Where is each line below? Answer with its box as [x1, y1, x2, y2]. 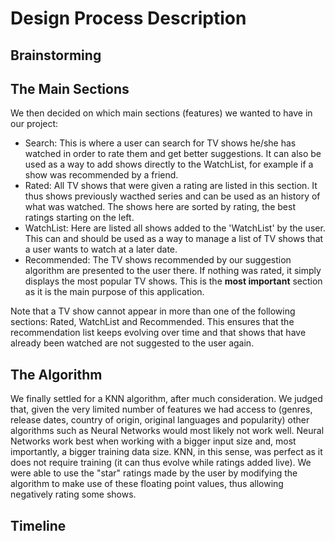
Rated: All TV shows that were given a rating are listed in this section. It [24, 180, 318, 192]
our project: [10, 118, 59, 130]
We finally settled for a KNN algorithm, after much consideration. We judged [10, 393, 323, 405]
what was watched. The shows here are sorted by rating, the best [24, 201, 296, 213]
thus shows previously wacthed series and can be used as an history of [24, 190, 321, 202]
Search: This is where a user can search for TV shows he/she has [24, 137, 297, 149]
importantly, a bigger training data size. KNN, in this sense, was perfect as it [10, 446, 323, 458]
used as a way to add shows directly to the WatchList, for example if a [24, 158, 314, 171]
